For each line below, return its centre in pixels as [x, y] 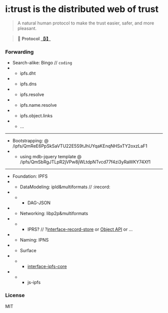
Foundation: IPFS [30, 176]
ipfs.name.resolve [38, 105]
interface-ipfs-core [47, 267]
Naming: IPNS [34, 240]
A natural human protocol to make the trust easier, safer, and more [86, 23]
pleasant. [27, 28]
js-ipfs [34, 283]
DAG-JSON [39, 203]
